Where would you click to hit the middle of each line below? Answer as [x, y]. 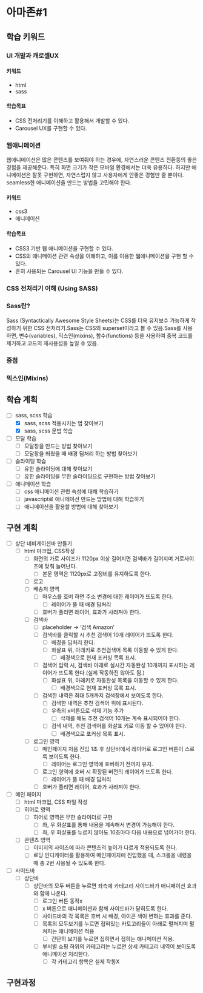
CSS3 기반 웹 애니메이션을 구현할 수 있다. [64, 248]
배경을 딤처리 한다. [73, 642]
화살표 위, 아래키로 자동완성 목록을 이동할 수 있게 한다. [115, 681]
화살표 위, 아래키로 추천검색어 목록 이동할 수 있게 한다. [115, 650]
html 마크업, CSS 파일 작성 [56, 802]
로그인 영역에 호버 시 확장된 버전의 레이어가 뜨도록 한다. [108, 772]
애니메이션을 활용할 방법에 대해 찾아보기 [71, 507]
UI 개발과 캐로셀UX [33, 55]
